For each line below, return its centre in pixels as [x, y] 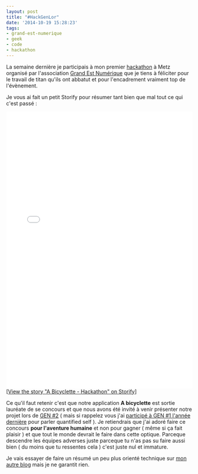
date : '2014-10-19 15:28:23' [42, 22]
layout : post [22, 12]
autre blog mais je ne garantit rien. [48, 465]
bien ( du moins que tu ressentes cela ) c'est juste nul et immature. [87, 447]
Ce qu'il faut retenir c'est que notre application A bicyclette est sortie [91, 403]
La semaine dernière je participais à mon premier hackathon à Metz [88, 67]
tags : [13, 28]
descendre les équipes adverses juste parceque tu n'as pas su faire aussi [95, 440]
